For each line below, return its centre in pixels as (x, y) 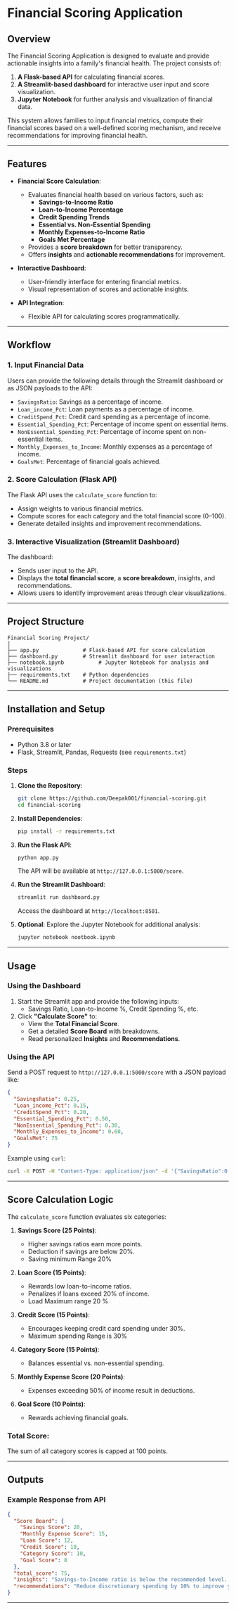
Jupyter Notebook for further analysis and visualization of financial (115, 99)
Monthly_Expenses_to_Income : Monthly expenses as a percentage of (115, 446)
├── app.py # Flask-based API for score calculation (106, 650)
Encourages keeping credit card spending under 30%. (106, 1328)
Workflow (29, 345)
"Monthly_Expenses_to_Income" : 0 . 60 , (69, 1132)
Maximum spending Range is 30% (78, 1336)
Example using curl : (37, 1158)
